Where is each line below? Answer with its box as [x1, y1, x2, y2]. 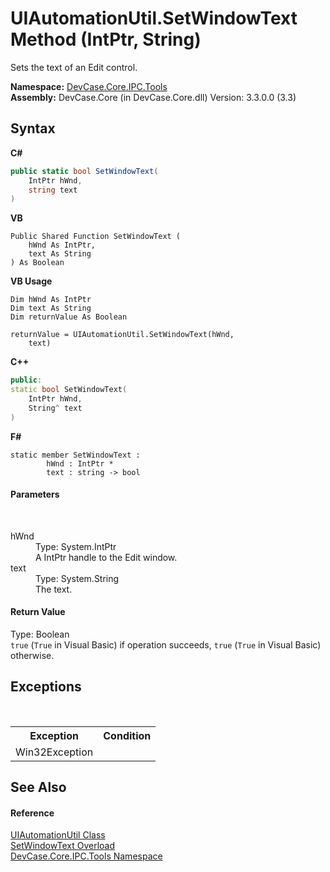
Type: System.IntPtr [35, 540, 117, 552]
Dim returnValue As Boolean [10, 312, 128, 322]
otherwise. [10, 650, 55, 662]
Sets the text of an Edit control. [10, 61, 138, 73]
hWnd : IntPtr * [46, 458, 114, 469]
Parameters [10, 488, 60, 501]
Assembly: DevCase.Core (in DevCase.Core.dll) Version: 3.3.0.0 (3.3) [10, 91, 297, 103]
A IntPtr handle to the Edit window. [35, 551, 178, 563]
